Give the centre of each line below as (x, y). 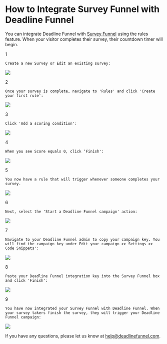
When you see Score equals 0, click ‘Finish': (54, 151)
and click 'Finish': (27, 280)
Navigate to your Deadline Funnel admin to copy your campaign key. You (82, 239)
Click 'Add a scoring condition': (41, 123)
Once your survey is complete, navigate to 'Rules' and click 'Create (80, 91)
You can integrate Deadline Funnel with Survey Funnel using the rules (77, 34)
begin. (12, 44)
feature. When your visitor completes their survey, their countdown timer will (84, 39)
